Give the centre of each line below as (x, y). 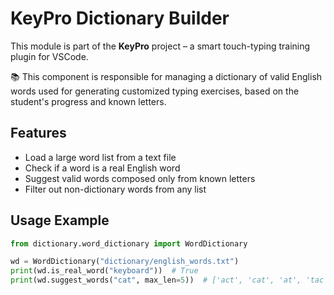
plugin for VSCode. (49, 56)
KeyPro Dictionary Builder (120, 18)
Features (38, 133)
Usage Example (60, 220)
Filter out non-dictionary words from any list (115, 189)
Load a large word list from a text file (100, 157)
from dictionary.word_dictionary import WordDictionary (129, 243)
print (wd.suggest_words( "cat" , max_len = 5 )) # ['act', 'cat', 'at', (156, 280)
